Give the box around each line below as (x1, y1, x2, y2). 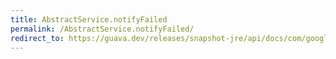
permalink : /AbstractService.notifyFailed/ (10, 24, 195, 34)
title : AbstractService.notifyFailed (10, 14, 168, 25)
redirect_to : (10, 33, 65, 43)
